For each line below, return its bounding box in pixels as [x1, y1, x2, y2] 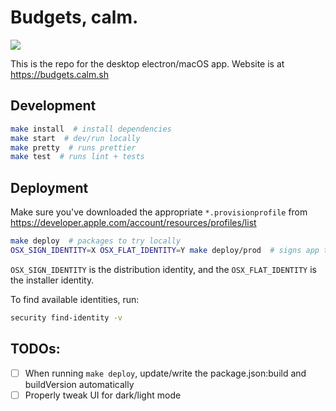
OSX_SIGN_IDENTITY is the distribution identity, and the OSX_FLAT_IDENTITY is [10, 263, 317, 275]
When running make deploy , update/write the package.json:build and [24, 367, 307, 379]
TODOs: [10, 341, 61, 358]
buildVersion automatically [24, 378, 135, 390]
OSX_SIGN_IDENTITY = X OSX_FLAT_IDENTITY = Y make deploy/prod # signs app [10, 245, 320, 255]
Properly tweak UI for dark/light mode [24, 389, 182, 401]
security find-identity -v [10, 312, 123, 323]
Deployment [10, 179, 89, 196]
